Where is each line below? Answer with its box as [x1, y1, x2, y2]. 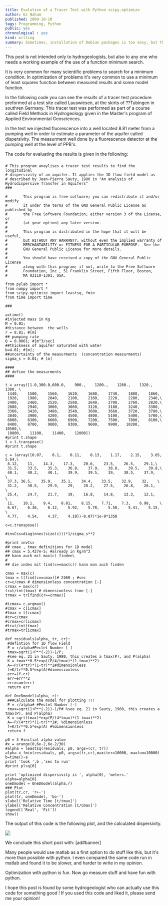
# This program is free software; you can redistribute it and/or [5, 194, 160, 199]
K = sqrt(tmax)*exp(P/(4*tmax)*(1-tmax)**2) [7, 715, 101, 720]
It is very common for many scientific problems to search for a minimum [5, 69, 153, 75]
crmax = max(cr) [5, 584, 39, 589]
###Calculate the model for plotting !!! [7, 698, 95, 703]
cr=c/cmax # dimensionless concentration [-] [5, 579, 101, 585]
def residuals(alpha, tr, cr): [5, 636, 70, 641]
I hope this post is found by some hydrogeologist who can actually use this [5, 884, 159, 890]
